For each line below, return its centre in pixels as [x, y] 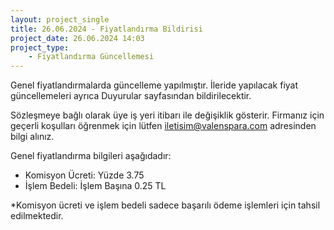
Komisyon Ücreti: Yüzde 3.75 [84, 175]
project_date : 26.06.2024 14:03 [77, 38]
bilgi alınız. [32, 137]
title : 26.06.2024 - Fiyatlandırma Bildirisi [106, 29]
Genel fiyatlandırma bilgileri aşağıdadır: [91, 156]
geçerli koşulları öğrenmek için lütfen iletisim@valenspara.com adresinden [163, 126]
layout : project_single [60, 19]
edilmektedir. [37, 216]
